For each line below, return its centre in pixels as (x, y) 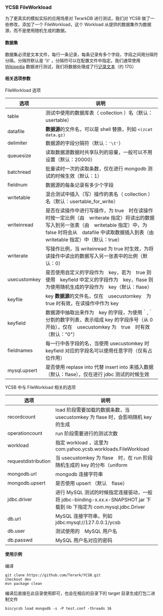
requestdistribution (29, 461)
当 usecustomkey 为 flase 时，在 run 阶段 (104, 458)
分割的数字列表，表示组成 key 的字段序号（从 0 (99, 319)
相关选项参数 (18, 79)
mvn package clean (24, 583)
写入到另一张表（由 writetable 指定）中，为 (96, 225)
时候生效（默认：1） (79, 176)
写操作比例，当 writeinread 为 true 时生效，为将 (99, 249)
